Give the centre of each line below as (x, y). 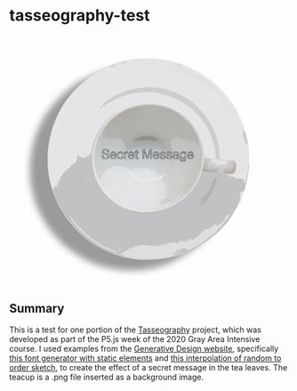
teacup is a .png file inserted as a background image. (107, 377)
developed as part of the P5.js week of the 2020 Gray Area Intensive (135, 339)
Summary (37, 308)
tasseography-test (80, 16)
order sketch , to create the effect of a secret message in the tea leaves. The (148, 368)
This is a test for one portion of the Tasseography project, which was (136, 330)
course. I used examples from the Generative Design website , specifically (144, 349)
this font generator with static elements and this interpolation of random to (145, 358)
